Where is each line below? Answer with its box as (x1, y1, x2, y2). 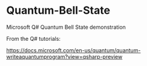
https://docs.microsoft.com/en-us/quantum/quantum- (6, 46, 141, 54)
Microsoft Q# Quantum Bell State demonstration (6, 23, 126, 31)
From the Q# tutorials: (6, 35, 61, 42)
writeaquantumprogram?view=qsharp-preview (6, 53, 123, 60)
